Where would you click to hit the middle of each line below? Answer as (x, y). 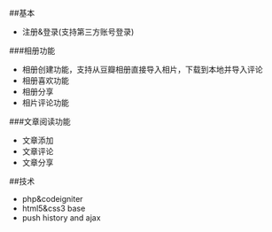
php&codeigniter (52, 199)
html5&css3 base (54, 208)
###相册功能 (32, 50)
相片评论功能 (45, 103)
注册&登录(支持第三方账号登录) (78, 32)
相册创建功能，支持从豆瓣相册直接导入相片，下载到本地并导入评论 (142, 70)
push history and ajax (61, 218)
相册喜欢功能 (45, 81)
